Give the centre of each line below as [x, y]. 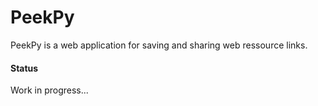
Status [24, 68]
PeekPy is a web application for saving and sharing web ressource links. [159, 45]
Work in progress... [49, 90]
